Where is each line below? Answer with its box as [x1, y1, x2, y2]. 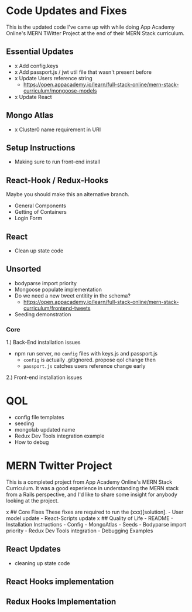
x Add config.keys [14, 62, 59, 69]
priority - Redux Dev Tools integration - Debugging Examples [6, 527, 153, 534]
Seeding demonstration [14, 310, 71, 317]
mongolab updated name [14, 426, 76, 433]
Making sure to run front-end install [14, 158, 101, 165]
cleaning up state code [14, 559, 70, 566]
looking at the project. [6, 497, 59, 504]
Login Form [14, 215, 43, 222]
